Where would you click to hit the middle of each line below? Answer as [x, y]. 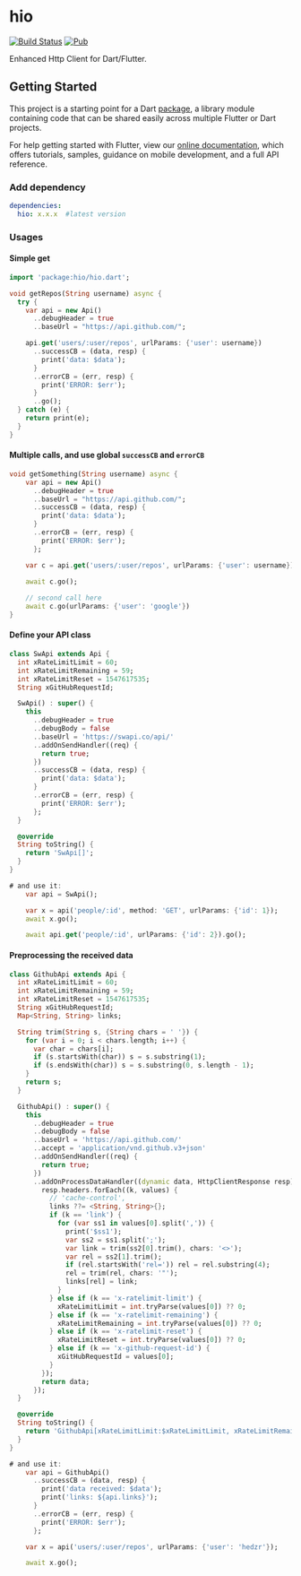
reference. [28, 164]
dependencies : [36, 206]
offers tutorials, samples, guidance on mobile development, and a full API [144, 154]
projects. [26, 127]
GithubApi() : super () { [64, 1106]
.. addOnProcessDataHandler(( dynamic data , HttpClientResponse [151, 1182]
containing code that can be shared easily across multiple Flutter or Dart [142, 117]
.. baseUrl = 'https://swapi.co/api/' [103, 737]
